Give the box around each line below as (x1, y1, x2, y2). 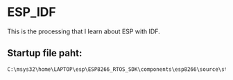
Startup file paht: (7, 47, 83, 59)
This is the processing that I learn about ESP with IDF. (7, 27, 161, 35)
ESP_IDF (7, 4, 57, 20)
